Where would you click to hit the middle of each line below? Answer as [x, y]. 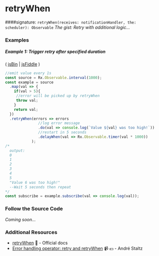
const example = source [29, 82]
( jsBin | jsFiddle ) [23, 64]
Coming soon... [20, 219]
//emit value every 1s [28, 73]
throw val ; [27, 101]
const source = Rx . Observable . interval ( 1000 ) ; [53, 77]
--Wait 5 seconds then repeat [40, 187]
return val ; [26, 109]
